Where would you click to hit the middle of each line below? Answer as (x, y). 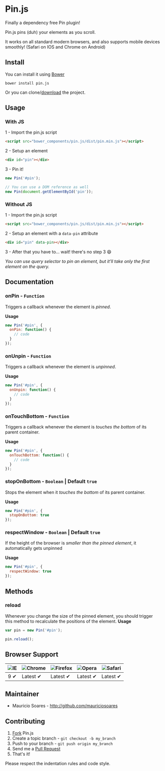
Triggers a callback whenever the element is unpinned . (61, 367)
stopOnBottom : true (29, 515)
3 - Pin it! (14, 169)
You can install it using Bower (35, 74)
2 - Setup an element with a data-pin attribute (52, 233)
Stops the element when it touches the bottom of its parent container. (75, 492)
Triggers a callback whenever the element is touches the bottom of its (76, 427)
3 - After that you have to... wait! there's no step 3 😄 (58, 252)
